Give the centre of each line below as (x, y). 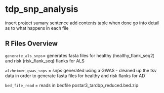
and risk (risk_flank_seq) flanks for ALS (45, 61)
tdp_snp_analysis (42, 9)
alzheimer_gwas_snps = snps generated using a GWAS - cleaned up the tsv (81, 70)
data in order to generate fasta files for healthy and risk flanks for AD (75, 76)
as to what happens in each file (37, 28)
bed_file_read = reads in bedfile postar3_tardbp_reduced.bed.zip (72, 85)
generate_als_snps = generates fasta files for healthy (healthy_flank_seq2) (80, 55)
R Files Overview (31, 44)
